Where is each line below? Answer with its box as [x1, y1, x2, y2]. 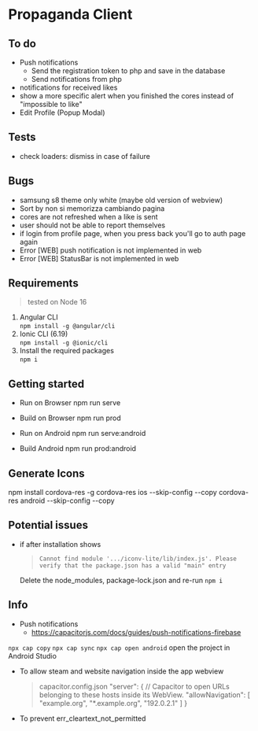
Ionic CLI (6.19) [19, 329, 68, 339]
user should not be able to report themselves [19, 220, 166, 230]
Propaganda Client [8, 6, 133, 24]
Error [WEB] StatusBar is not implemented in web [19, 253, 179, 263]
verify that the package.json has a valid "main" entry [39, 561, 227, 570]
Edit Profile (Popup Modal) [19, 108, 105, 117]
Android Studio [8, 651, 57, 660]
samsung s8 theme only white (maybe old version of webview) [19, 195, 223, 205]
